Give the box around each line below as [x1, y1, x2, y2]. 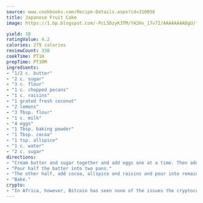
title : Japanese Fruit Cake [6, 14, 77, 20]
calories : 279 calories [6, 42, 66, 48]
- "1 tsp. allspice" [6, 137, 59, 143]
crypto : [6, 182, 26, 189]
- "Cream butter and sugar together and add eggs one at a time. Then [6, 160, 188, 166]
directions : [6, 154, 36, 160]
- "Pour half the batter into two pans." [6, 165, 112, 172]
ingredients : [6, 64, 39, 70]
